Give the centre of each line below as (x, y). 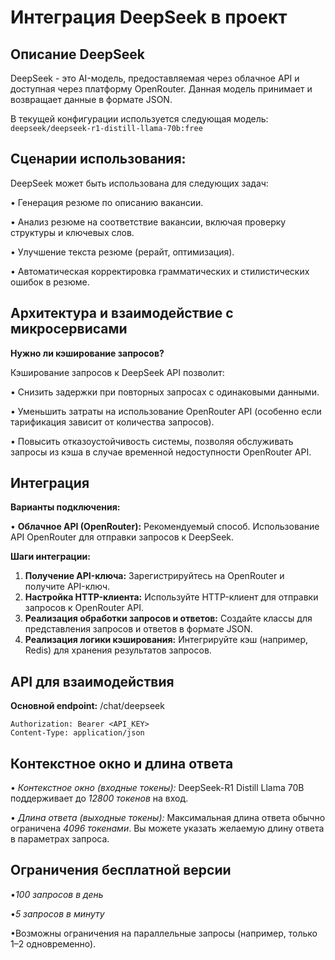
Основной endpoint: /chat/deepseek (87, 706)
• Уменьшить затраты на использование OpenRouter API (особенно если (166, 411)
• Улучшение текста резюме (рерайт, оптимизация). (122, 252)
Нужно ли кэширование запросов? (87, 353)
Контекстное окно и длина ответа (122, 763)
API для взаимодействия (92, 681)
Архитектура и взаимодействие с (122, 313)
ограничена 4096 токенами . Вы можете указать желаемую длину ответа (167, 828)
